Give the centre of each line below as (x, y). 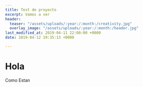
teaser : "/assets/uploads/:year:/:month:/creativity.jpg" (71, 24)
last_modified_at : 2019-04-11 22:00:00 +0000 (53, 33)
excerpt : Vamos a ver (28, 14)
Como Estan (18, 80)
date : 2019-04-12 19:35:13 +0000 (40, 38)
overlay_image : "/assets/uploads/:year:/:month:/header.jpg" (74, 28)
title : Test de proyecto (31, 10)
